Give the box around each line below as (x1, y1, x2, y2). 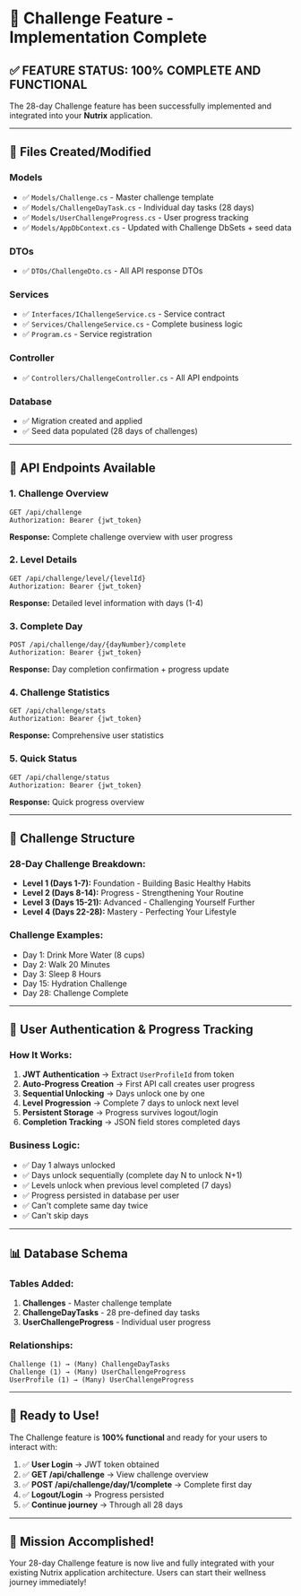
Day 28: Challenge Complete (21, 987, 129, 998)
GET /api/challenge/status (9, 773, 110, 782)
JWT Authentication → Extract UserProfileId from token (21, 1069, 235, 1080)
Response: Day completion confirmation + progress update (9, 664, 230, 675)
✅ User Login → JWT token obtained (21, 1459, 159, 1470)
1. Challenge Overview (9, 488, 109, 500)
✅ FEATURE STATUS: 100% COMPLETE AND (9, 63, 262, 78)
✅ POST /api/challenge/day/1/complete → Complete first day (21, 1479, 253, 1489)
